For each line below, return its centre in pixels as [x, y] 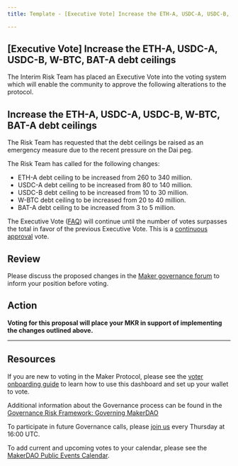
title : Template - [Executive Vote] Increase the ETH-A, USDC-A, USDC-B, [119, 14]
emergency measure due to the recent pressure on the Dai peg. [100, 150]
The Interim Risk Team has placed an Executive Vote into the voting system [117, 77]
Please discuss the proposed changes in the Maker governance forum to [113, 276]
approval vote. [28, 237]
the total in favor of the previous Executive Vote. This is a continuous [107, 229]
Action [22, 306]
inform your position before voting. [58, 284]
